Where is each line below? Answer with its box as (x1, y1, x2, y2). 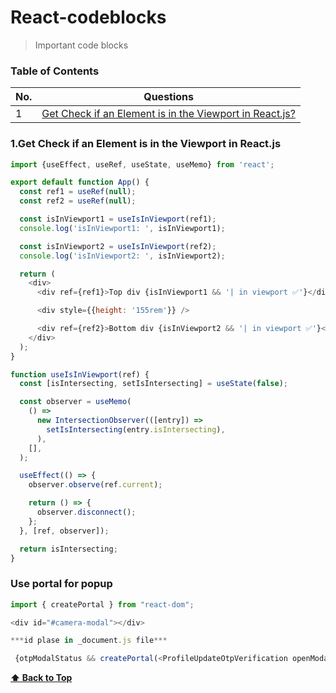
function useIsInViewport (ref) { (10, 369, 150, 380)
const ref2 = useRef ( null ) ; (19, 196, 137, 206)
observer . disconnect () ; (36, 507, 137, 518)
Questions (143, 90, 195, 104)
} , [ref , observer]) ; (19, 526, 110, 536)
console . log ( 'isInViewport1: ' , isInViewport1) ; (19, 223, 226, 233)
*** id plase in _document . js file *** (10, 636, 168, 646)
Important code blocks (34, 39, 129, 51)
